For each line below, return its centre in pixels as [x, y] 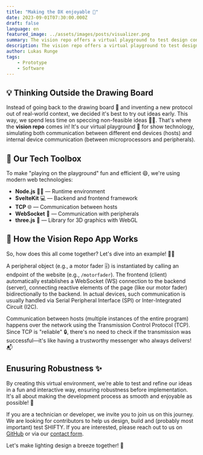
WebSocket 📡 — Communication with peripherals [77, 214]
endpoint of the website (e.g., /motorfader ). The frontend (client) [87, 274]
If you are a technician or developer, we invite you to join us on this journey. [100, 414]
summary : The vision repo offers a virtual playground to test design [97, 40]
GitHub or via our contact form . [45, 433]
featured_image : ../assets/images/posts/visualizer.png [78, 35]
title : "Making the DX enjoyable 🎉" [52, 12]
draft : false [23, 23]
